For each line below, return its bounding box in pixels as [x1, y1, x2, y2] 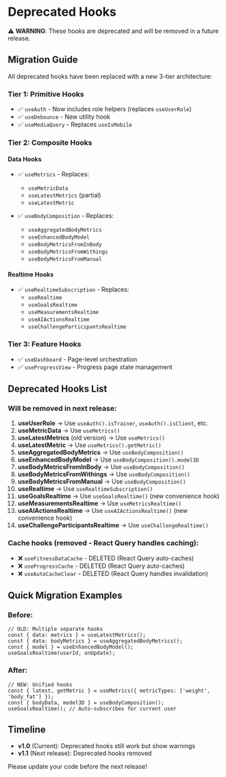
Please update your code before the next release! [8, 763, 148, 771]
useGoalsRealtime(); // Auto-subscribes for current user [8, 705, 177, 712]
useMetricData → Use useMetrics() [17, 427, 121, 435]
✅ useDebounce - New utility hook [17, 112, 110, 121]
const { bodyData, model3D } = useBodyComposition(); [8, 699, 165, 706]
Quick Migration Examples [8, 590, 123, 601]
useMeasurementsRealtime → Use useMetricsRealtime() [17, 499, 182, 507]
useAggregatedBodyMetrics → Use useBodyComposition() [17, 449, 184, 457]
